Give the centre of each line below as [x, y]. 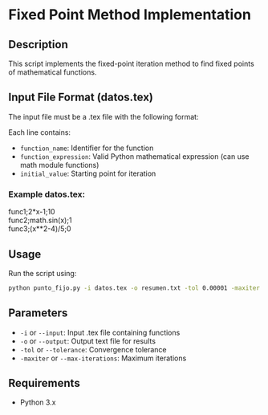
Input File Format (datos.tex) [81, 98]
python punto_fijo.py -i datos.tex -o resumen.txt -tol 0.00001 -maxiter [134, 288]
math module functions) [59, 165]
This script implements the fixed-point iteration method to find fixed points [131, 63]
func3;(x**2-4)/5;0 [40, 229]
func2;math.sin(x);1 [40, 220]
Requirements [44, 383]
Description [38, 45]
